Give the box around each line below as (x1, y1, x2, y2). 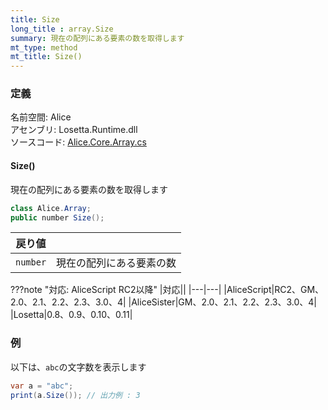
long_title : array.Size (10, 24, 114, 34)
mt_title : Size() (10, 52, 83, 62)
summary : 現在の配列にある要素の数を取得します (10, 33, 185, 43)
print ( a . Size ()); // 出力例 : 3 (10, 390, 141, 400)
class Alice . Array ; (10, 203, 92, 213)
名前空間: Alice (10, 111, 72, 123)
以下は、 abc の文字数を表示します (10, 361, 147, 373)
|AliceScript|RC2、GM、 (223, 284, 325, 296)
